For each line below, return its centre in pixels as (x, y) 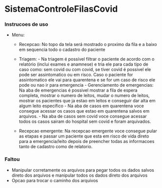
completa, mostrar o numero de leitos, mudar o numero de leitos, (84, 95)
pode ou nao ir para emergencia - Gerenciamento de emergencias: (86, 85)
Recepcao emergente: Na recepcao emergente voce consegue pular (88, 131)
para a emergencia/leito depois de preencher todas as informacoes (87, 141)
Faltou (12, 159)
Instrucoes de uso (26, 24)
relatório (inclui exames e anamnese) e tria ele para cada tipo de (83, 64)
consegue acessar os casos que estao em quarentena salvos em (84, 111)
